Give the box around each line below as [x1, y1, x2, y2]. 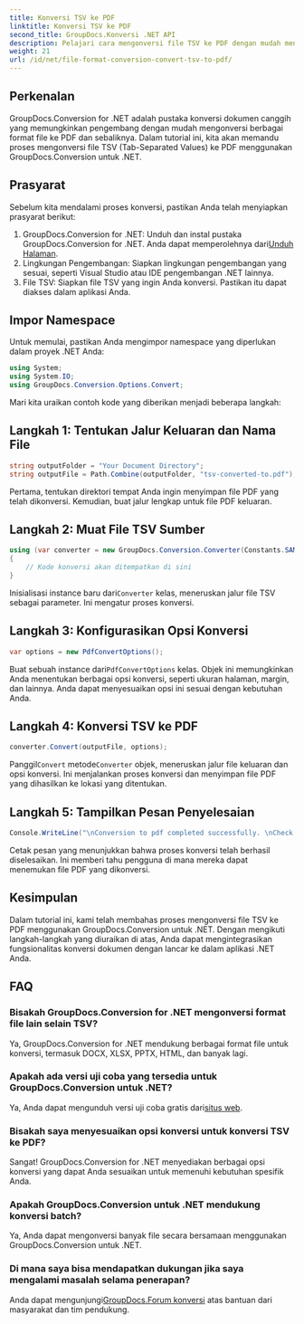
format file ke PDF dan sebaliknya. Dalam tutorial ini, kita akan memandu [9, 132, 279, 143]
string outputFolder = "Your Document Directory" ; [9, 461, 204, 471]
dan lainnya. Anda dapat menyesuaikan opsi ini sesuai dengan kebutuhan [9, 682, 283, 693]
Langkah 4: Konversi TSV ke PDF [9, 719, 199, 734]
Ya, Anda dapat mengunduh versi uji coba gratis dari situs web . [9, 1101, 242, 1113]
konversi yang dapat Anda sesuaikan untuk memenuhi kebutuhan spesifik [9, 1167, 284, 1177]
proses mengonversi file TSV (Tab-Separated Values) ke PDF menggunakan [9, 141, 292, 152]
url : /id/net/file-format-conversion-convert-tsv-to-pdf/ [9, 55, 233, 64]
